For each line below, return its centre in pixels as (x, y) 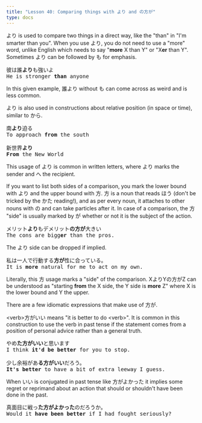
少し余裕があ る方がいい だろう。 (46, 363)
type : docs (20, 17)
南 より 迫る (20, 128)
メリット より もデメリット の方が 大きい (54, 229)
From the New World (35, 154)
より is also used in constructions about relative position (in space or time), (99, 108)
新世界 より (20, 148)
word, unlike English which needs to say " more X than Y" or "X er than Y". (97, 49)
